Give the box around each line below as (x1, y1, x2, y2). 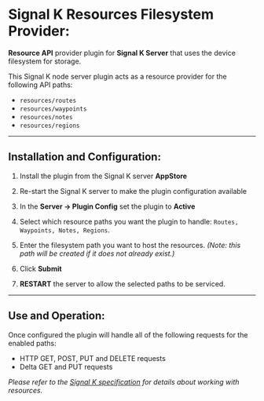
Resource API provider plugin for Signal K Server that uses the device (8, 48, 236, 57)
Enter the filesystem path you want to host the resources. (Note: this (19, 240, 241, 250)
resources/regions (19, 122, 80, 129)
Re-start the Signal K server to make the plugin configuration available (19, 186, 247, 195)
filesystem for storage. (8, 57, 82, 66)
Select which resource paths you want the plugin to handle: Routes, (19, 217, 239, 226)
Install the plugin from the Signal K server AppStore (19, 171, 187, 180)
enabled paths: (8, 338, 57, 348)
